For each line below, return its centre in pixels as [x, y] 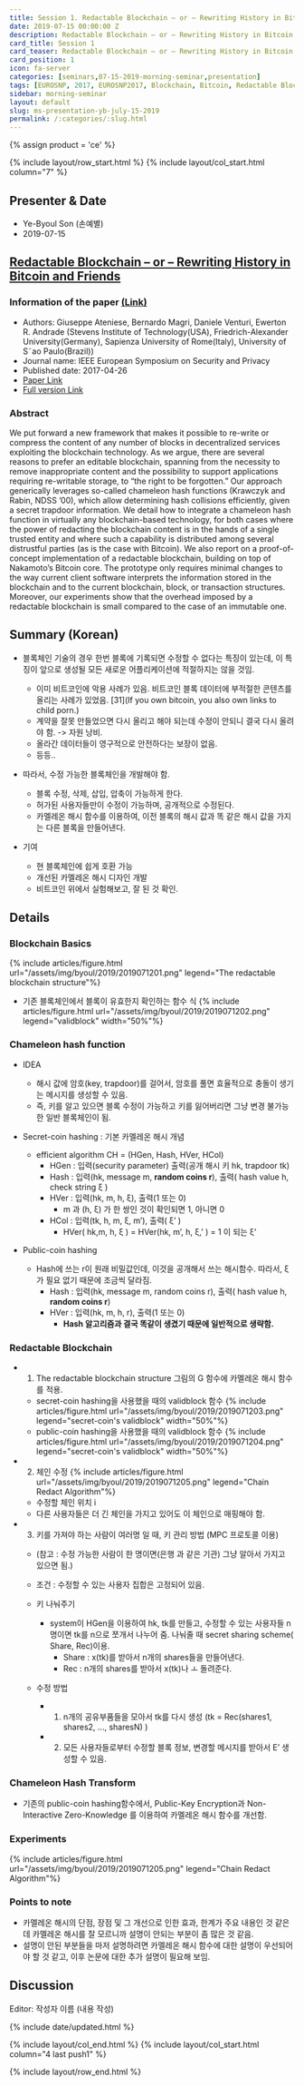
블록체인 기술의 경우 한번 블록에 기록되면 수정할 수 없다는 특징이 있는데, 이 [152, 658]
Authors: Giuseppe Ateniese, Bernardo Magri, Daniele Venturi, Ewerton [154, 322]
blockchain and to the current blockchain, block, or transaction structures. [147, 587]
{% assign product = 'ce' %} [62, 145]
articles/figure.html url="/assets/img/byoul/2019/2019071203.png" [160, 1411]
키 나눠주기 [55, 1604]
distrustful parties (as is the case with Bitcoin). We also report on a [133, 548]
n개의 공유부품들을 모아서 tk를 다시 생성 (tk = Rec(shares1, [167, 1717]
